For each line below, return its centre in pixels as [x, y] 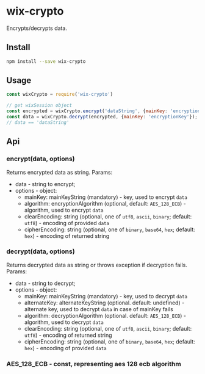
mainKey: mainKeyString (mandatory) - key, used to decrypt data [106, 296]
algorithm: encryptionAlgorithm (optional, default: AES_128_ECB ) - [105, 203]
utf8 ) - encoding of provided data [67, 223]
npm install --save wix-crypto [46, 61]
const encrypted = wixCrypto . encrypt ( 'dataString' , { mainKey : [87, 111]
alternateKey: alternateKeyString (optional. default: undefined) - [104, 303]
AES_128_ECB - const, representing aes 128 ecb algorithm [94, 364]
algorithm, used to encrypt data [64, 210]
